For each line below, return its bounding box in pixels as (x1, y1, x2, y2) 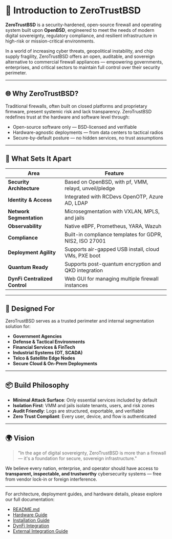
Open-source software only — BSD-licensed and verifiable (12, 124, 137, 130)
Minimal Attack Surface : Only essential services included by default (12, 397, 158, 403)
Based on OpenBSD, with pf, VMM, (64, 178, 148, 185)
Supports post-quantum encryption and (64, 260, 161, 267)
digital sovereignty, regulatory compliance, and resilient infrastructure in (5, 32, 157, 38)
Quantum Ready (8, 264, 49, 271)
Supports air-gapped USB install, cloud (64, 246, 160, 253)
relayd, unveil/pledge (64, 185, 115, 192)
